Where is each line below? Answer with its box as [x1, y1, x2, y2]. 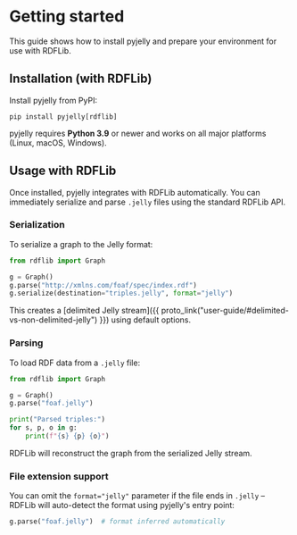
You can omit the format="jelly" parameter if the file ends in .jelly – [9, 490, 266, 501]
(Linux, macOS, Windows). [9, 137, 107, 148]
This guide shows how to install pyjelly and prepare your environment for [9, 36, 277, 46]
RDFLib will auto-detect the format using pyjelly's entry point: [9, 500, 235, 511]
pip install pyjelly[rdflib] [9, 112, 118, 121]
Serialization [9, 219, 65, 231]
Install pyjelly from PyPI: [9, 95, 98, 105]
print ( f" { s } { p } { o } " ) [25, 431, 110, 441]
